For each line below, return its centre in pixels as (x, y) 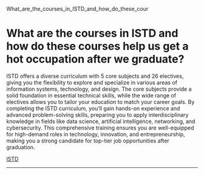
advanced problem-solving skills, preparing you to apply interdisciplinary (97, 114)
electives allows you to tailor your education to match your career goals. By (100, 102)
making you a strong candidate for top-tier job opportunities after (88, 141)
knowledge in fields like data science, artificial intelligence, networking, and (101, 121)
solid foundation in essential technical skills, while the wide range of (91, 95)
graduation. (21, 147)
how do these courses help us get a (97, 47)
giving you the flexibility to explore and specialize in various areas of (92, 82)
